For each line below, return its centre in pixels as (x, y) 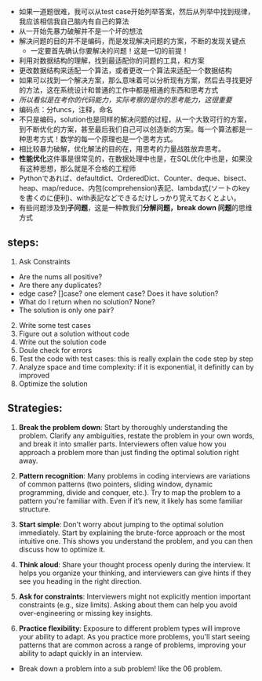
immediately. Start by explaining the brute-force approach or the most (132, 533)
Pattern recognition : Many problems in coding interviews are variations (134, 475)
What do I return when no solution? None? (87, 301)
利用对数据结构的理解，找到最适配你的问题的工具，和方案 (111, 60)
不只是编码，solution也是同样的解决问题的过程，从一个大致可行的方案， (135, 119)
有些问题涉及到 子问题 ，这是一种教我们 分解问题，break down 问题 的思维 (135, 208)
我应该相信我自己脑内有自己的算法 (74, 21)
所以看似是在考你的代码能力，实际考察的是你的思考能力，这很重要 (125, 100)
